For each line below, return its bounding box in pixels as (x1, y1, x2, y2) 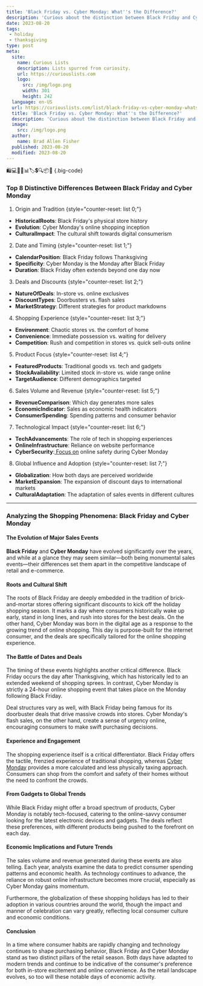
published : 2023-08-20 (11, 144, 69, 150)
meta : (6, 48, 20, 55)
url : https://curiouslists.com (17, 71, 96, 77)
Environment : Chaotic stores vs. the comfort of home (14, 326, 149, 333)
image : (11, 122, 28, 128)
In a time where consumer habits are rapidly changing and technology (6, 941, 181, 948)
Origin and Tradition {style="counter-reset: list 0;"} (14, 205, 142, 213)
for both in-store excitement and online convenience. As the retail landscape (6, 967, 197, 974)
